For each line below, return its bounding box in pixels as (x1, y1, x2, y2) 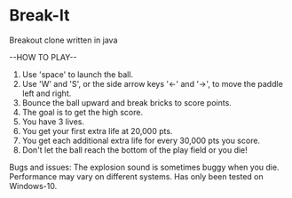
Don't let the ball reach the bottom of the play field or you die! (21, 144, 249, 155)
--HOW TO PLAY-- (9, 51, 77, 62)
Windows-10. (9, 180, 58, 191)
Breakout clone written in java (9, 35, 118, 45)
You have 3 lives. (21, 116, 85, 127)
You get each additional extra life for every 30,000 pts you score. (21, 135, 260, 146)
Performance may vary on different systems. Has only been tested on (9, 170, 264, 182)
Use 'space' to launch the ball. (21, 68, 134, 80)
